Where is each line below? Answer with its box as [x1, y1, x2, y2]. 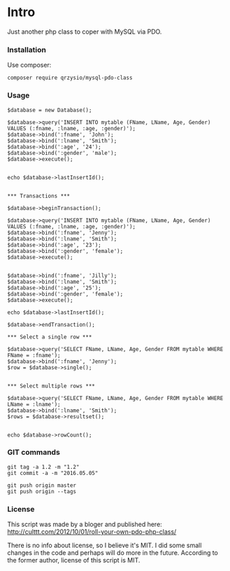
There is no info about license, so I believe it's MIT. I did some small [7, 541, 202, 550]
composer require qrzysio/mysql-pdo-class [7, 74, 133, 81]
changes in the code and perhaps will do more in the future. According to [7, 549, 219, 557]
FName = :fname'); [7, 352, 61, 359]
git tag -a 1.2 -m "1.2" [7, 463, 80, 470]
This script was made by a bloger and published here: [7, 520, 162, 529]
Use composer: [7, 61, 52, 69]
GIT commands [7, 448, 61, 458]
